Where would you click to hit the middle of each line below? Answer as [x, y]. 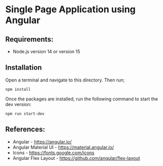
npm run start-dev [25, 114]
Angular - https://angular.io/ [42, 141]
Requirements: [29, 39]
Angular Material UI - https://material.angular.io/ [63, 147]
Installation [24, 68]
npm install [18, 89]
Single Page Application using [70, 9]
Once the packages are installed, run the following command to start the [81, 99]
